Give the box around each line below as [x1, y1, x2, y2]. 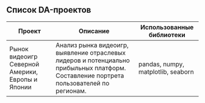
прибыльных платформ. [56, 63, 126, 72]
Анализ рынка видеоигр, [56, 41, 129, 49]
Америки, [9, 67, 38, 76]
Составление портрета [56, 71, 124, 80]
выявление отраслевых [56, 48, 126, 57]
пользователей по [56, 79, 110, 87]
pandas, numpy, [138, 60, 185, 68]
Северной [9, 60, 40, 68]
